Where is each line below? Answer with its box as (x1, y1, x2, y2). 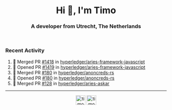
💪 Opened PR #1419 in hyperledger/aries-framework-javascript (12, 64, 146, 70)
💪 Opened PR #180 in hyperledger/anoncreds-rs (12, 75, 115, 81)
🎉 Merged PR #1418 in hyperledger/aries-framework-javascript (12, 59, 145, 65)
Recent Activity (5, 47, 45, 54)
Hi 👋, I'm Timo (56, 5, 116, 16)
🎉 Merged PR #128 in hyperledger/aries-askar (12, 80, 110, 86)
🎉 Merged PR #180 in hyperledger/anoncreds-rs (12, 69, 114, 75)
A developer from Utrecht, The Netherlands (31, 23, 141, 30)
